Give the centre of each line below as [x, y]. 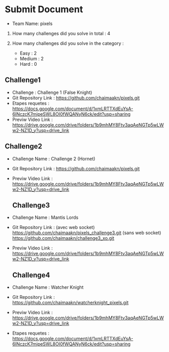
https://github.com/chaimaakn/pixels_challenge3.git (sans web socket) [87, 233]
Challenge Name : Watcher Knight [48, 287]
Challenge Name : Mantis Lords [45, 217]
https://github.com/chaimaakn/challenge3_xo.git [63, 238]
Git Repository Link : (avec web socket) [53, 228]
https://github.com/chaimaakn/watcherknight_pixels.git [70, 303]
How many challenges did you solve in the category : [68, 43]
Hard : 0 [28, 64]
